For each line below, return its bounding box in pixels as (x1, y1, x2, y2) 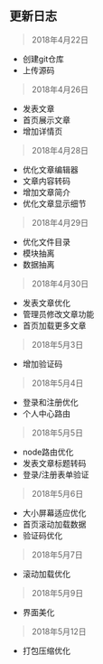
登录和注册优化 (22, 397, 79, 407)
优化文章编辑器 (22, 164, 79, 174)
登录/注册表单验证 (22, 469, 89, 480)
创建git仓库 (22, 53, 65, 64)
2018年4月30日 (31, 278, 89, 289)
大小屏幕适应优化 (22, 507, 87, 518)
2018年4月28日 (31, 145, 89, 155)
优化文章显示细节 (22, 198, 87, 209)
